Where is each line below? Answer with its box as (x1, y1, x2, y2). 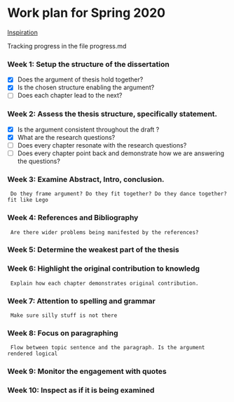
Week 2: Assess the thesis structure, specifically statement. (7, 109, 218, 119)
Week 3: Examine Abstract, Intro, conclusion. (7, 174, 165, 184)
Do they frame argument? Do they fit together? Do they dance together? (10, 190, 228, 197)
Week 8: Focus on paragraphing (7, 328, 118, 338)
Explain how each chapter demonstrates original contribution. (10, 280, 199, 287)
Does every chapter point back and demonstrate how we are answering (17, 149, 225, 157)
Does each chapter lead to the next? (17, 91, 123, 100)
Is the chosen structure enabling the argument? (17, 83, 155, 92)
